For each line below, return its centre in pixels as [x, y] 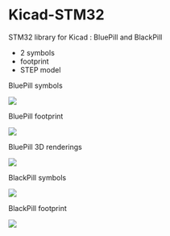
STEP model [40, 69]
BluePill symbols [35, 85]
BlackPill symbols [37, 177]
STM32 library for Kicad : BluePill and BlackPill [85, 37]
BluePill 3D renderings [45, 147]
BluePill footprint [36, 116]
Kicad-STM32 [56, 15]
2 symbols [37, 52]
